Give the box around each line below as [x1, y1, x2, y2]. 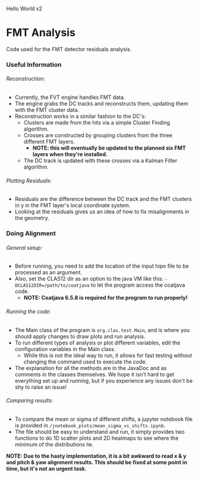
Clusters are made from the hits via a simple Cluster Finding [23, 119, 170, 126]
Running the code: [6, 308, 51, 315]
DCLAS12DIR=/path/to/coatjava [14, 283, 90, 288]
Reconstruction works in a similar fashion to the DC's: [14, 113, 147, 120]
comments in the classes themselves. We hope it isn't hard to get [14, 371, 175, 378]
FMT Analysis [6, 26, 76, 39]
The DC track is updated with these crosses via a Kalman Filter [23, 157, 178, 164]
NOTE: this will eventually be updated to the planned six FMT [32, 144, 186, 151]
